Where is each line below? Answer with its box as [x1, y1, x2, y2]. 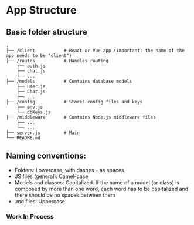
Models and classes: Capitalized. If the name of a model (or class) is [14, 179, 180, 186]
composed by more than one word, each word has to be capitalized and [14, 185, 189, 192]
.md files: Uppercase [14, 197, 66, 204]
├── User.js [16, 83, 46, 89]
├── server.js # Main [6, 130, 80, 136]
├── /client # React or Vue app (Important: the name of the [6, 48, 185, 53]
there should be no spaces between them [14, 192, 115, 199]
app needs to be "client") [6, 53, 72, 59]
